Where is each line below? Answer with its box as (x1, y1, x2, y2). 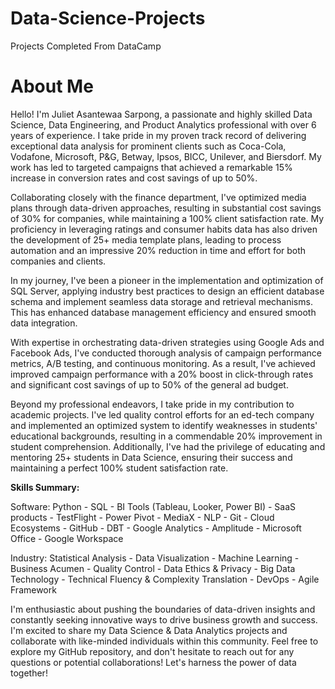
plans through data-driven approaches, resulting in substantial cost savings (10, 202, 322, 214)
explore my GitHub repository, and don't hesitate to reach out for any (10, 645, 295, 657)
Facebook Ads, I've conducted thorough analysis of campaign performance (10, 347, 322, 359)
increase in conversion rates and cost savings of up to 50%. (10, 172, 258, 184)
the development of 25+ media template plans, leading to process (10, 233, 282, 246)
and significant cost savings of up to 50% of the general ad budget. (10, 378, 289, 391)
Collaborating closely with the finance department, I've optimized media (10, 191, 307, 203)
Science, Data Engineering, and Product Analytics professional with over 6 (10, 118, 317, 131)
